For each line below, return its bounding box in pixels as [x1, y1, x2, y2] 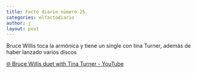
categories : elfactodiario [6, 14, 75, 21]
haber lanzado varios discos [6, 49, 77, 56]
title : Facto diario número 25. [6, 8, 88, 15]
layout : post [6, 25, 39, 32]
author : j [6, 20, 32, 26]
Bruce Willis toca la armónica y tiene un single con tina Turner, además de [6, 42, 191, 49]
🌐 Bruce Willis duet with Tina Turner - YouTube [6, 60, 124, 68]
